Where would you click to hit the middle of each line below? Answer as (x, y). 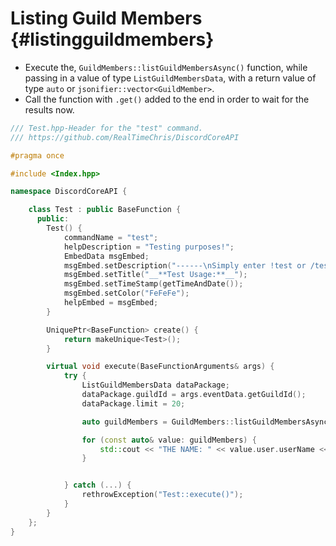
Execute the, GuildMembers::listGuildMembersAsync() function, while (166, 67)
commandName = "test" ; (111, 237)
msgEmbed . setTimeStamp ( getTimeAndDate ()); (153, 284)
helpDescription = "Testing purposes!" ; (149, 247)
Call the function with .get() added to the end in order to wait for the (167, 99)
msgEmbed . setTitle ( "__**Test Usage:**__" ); (155, 275)
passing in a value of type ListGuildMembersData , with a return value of (170, 78)
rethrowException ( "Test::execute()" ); (162, 495)
